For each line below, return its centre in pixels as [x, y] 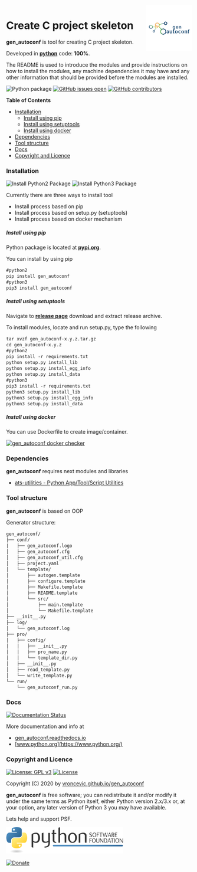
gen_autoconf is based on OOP [45, 511]
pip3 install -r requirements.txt [49, 386]
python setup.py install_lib [42, 363]
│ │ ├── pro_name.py [37, 652]
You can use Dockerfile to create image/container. [67, 432]
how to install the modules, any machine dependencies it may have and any [98, 71]
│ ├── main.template [45, 605]
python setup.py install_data [43, 375]
